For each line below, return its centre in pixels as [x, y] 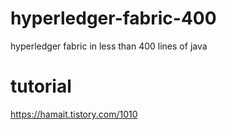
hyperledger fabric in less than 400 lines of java [109, 46]
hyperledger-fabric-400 [113, 18]
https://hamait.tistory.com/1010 [74, 114]
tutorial [41, 86]
